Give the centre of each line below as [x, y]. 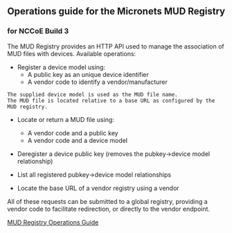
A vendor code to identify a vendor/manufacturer [98, 82]
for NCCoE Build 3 [38, 31]
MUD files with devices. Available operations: [72, 53]
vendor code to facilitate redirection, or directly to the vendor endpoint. [108, 209]
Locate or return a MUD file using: [65, 119]
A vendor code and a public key [73, 133]
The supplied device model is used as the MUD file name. [92, 94]
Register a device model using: [61, 67]
